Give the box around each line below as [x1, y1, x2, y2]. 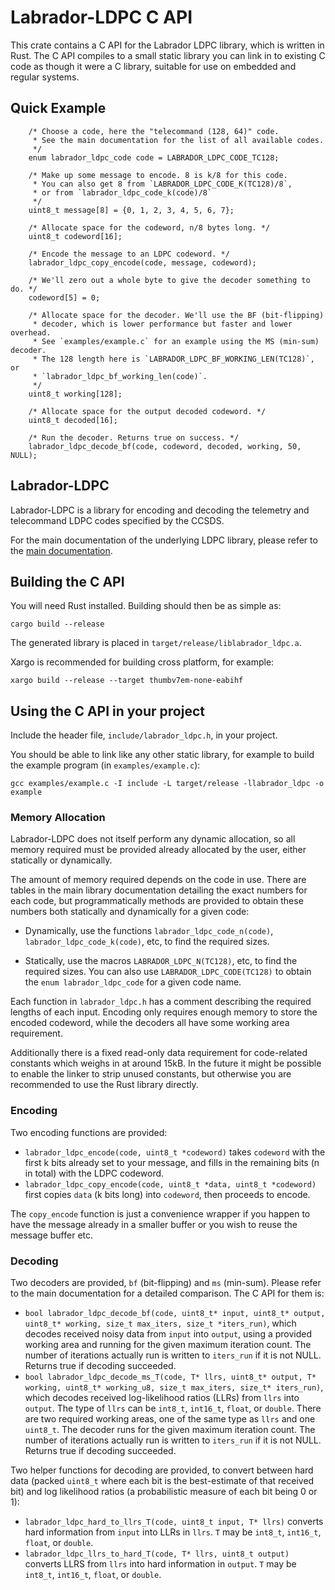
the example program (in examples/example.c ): [10, 759, 201, 771]
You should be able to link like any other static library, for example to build [10, 749, 315, 761]
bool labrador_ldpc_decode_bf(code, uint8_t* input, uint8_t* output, [24, 1309, 326, 1319]
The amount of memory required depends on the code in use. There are [10, 874, 307, 886]
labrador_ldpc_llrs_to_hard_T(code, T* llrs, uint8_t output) [24, 1549, 290, 1560]
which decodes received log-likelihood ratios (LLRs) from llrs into [24, 1392, 300, 1404]
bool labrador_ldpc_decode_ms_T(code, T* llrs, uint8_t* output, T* [24, 1372, 317, 1383]
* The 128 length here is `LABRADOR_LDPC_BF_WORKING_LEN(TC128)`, [32, 354, 315, 364]
